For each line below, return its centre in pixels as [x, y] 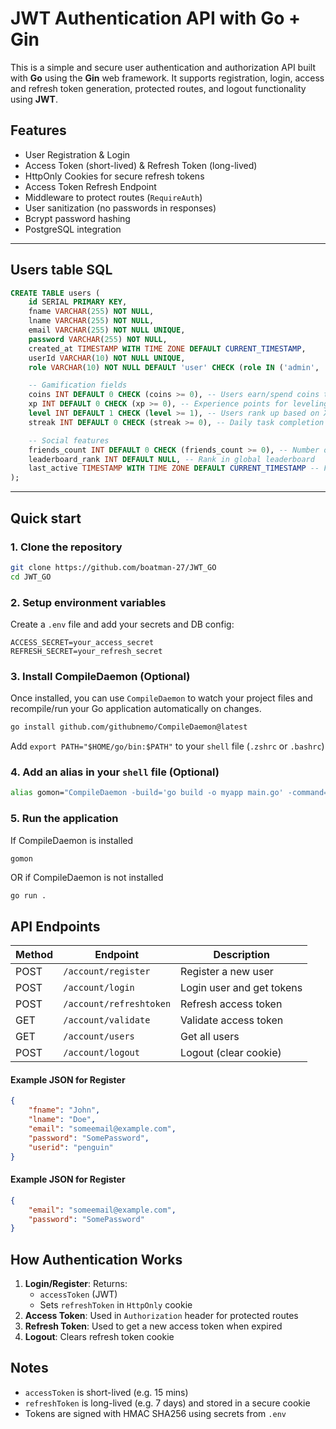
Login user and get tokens [241, 988]
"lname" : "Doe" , [62, 1120]
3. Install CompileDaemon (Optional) [100, 676]
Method [34, 955]
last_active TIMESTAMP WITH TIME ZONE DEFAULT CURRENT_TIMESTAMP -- [174, 468]
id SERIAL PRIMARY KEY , [78, 302]
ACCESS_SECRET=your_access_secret [82, 642]
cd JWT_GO [31, 577]
